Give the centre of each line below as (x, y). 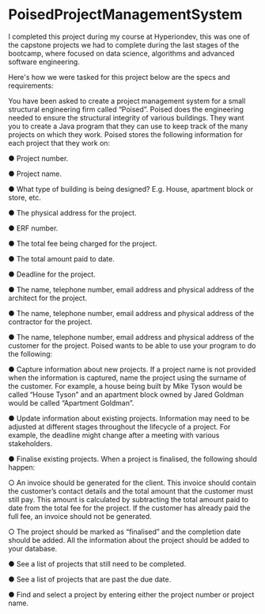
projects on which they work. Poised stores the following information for (126, 134)
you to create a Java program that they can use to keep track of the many (128, 126)
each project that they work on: (59, 143)
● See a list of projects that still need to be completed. (97, 563)
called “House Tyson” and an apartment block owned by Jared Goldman (126, 395)
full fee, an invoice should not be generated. (80, 516)
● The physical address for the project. (72, 212)
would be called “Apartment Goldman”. (71, 402)
